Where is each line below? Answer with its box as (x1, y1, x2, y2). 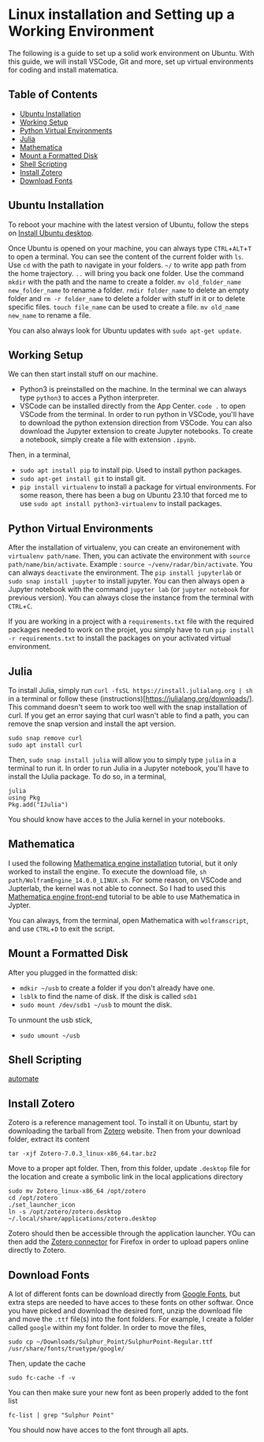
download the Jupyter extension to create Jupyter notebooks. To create (19, 427, 254, 436)
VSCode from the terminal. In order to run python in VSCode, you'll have (19, 410, 255, 419)
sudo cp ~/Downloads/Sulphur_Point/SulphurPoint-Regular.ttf (8, 1338, 214, 1346)
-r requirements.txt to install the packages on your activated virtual (8, 633, 231, 643)
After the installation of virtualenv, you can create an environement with (8, 542, 240, 553)
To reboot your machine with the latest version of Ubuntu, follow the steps (8, 219, 250, 229)
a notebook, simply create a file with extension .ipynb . (19, 435, 197, 445)
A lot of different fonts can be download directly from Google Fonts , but (8, 1289, 240, 1299)
